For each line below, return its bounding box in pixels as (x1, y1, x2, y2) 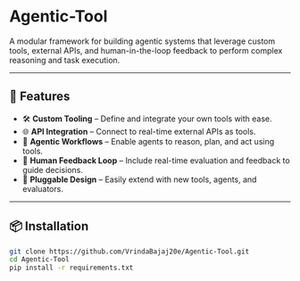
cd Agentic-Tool (9, 255, 70, 264)
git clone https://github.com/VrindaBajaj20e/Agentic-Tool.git (9, 247, 250, 256)
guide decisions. (21, 164, 83, 175)
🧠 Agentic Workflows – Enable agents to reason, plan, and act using (21, 136, 275, 146)
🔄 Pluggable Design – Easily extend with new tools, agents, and (21, 174, 257, 185)
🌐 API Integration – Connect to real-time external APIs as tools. (21, 126, 256, 136)
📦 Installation (9, 219, 89, 234)
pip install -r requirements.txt (9, 263, 134, 273)
